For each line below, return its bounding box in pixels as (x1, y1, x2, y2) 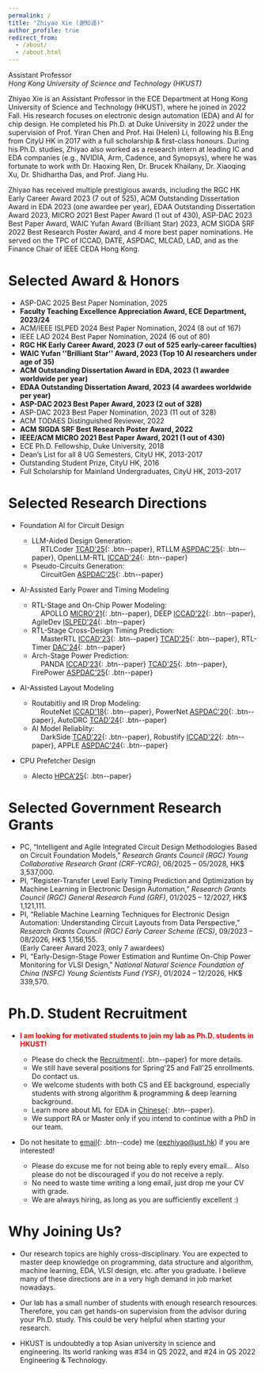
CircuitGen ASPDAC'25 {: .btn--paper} (40, 569, 164, 579)
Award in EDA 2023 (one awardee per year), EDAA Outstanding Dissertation (8, 202, 256, 211)
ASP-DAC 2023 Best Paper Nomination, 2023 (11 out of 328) (19, 407, 217, 417)
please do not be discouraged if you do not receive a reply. (31, 1169, 224, 1179)
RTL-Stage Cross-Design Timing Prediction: (31, 625, 175, 635)
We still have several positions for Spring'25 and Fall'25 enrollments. (31, 1063, 255, 1073)
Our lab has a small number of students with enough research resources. (19, 1298, 258, 1307)
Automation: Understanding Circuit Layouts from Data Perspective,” (19, 917, 240, 927)
